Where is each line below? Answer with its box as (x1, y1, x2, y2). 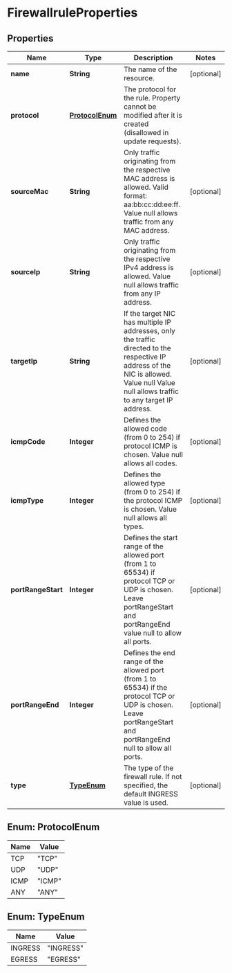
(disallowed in (123, 128, 169, 137)
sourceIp (10, 267, 41, 276)
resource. (123, 73, 155, 82)
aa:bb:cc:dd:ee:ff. (123, 199, 181, 209)
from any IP (123, 289, 161, 298)
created (123, 119, 149, 129)
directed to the (123, 343, 171, 352)
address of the (123, 361, 171, 370)
